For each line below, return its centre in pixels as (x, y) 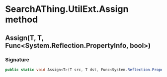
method (22, 19)
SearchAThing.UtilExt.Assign (67, 9)
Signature (17, 59)
